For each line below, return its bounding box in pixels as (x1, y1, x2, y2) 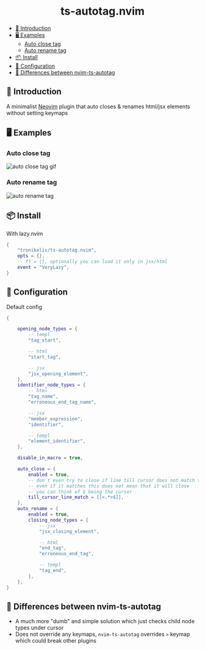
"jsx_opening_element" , (28, 371, 88, 377)
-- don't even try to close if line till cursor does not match (28, 477, 195, 483)
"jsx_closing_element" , (38, 528, 99, 535)
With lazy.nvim (6, 230, 43, 237)
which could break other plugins (15, 637, 96, 645)
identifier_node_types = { (17, 382, 86, 389)
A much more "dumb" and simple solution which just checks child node (15, 618, 195, 625)
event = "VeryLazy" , (17, 265, 70, 271)
